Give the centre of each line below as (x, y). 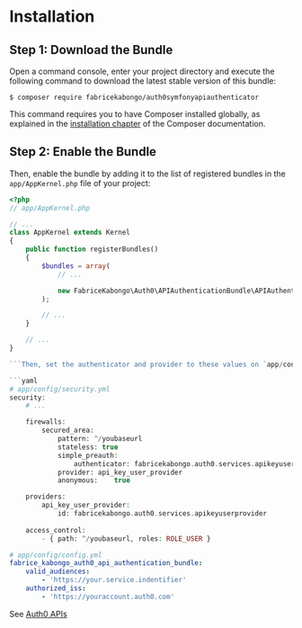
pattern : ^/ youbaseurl (100, 439)
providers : (46, 497)
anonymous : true (93, 480)
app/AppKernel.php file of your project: (80, 183)
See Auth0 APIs (38, 614)
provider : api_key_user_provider (120, 472)
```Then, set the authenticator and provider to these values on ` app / (146, 364)
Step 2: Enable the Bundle (83, 152)
